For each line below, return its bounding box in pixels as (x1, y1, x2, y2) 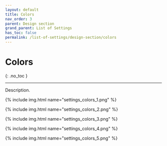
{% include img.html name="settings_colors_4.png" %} (5, 125, 118, 132)
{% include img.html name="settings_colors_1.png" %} (5, 96, 117, 102)
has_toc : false (5, 30, 37, 35)
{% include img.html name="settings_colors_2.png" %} (5, 106, 118, 112)
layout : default (5, 7, 39, 12)
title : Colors (5, 12, 35, 17)
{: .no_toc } (5, 73, 28, 78)
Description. (5, 87, 30, 93)
